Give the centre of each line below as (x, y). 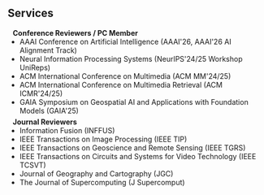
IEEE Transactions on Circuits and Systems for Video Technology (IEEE (138, 156)
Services (31, 13)
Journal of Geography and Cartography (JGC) (96, 173)
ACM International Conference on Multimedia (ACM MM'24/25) (125, 76)
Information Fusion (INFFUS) (67, 130)
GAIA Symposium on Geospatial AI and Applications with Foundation (134, 102)
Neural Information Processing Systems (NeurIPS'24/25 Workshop (131, 58)
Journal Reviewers (45, 122)
